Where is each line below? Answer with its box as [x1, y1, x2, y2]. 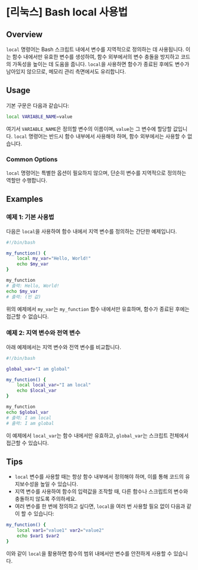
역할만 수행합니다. [6, 176, 48, 183]
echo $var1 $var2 [17, 533, 60, 539]
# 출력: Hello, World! [6, 282, 60, 289]
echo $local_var [17, 388, 57, 394]
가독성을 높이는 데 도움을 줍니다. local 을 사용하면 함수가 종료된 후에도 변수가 [12, 60, 190, 67]
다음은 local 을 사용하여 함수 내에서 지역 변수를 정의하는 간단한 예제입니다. [6, 227, 177, 234]
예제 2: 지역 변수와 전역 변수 [6, 329, 81, 337]
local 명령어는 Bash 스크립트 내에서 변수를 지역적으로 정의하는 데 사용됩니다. [6, 46, 184, 53]
